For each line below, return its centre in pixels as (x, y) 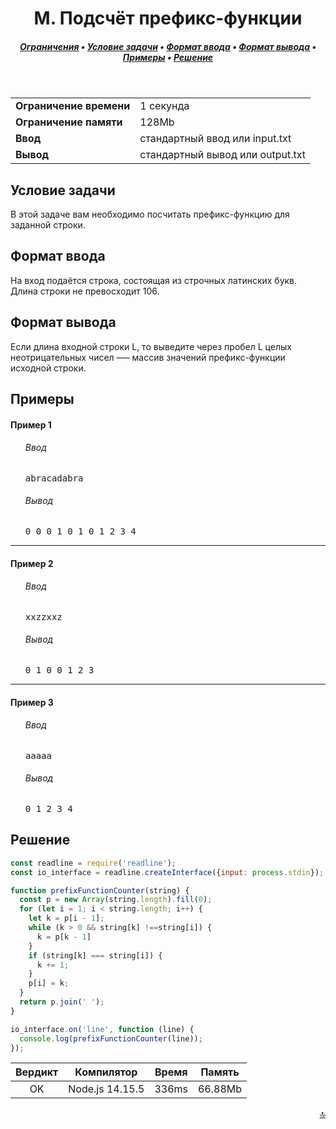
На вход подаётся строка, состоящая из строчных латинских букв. (154, 280)
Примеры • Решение (168, 57)
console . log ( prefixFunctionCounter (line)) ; (111, 1038)
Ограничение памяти (69, 122)
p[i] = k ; (49, 983)
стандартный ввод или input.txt (215, 139)
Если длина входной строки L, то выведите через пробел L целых (151, 346)
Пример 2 (32, 563)
